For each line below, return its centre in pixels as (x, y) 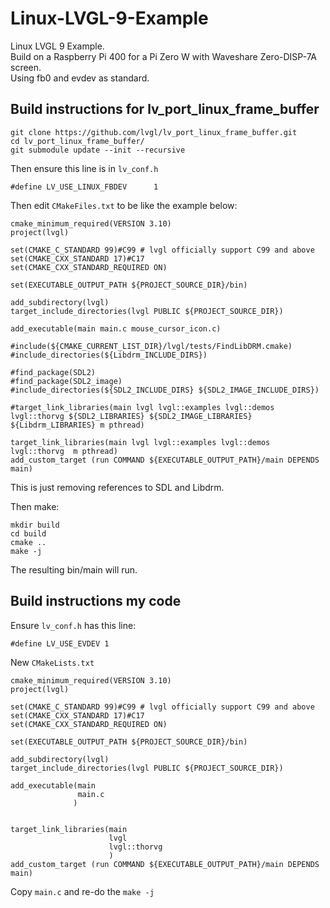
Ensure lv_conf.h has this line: (73, 625)
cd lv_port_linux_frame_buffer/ (77, 141)
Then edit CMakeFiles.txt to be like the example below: (124, 205)
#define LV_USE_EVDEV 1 (60, 643)
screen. (26, 67)
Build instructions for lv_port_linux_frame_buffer (165, 109)
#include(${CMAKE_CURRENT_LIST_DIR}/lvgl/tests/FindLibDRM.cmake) (151, 346)
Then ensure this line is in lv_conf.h (84, 168)
